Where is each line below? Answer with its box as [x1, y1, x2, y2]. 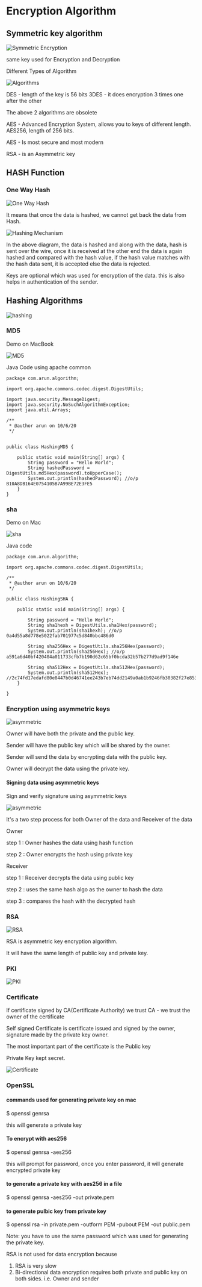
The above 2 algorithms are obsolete [6, 109, 97, 116]
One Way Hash [6, 185, 50, 194]
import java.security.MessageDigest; [6, 396, 101, 402]
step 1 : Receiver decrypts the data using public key [6, 874, 134, 881]
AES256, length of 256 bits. [6, 127, 75, 134]
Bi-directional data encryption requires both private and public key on [14, 1269, 188, 1276]
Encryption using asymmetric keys [6, 705, 110, 713]
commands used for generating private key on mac [6, 1096, 136, 1103]
